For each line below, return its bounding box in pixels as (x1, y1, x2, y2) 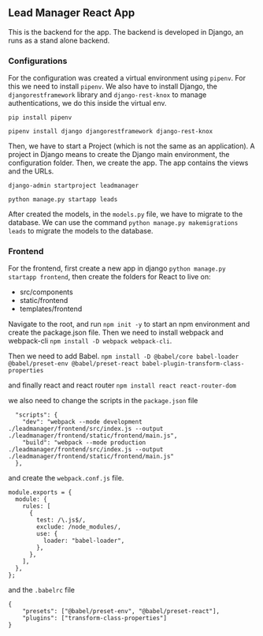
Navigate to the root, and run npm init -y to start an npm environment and (8, 320, 250, 329)
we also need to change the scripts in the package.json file (8, 396, 198, 406)
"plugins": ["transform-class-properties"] (22, 615, 168, 623)
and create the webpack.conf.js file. (8, 473, 124, 483)
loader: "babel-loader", (43, 537, 125, 545)
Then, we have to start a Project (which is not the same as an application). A (8, 141, 255, 151)
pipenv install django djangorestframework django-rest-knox (8, 128, 213, 136)
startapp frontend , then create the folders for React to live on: (8, 272, 211, 282)
